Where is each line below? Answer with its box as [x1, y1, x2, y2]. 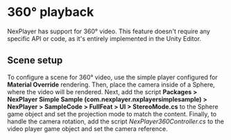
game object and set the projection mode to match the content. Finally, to [7, 110, 217, 118]
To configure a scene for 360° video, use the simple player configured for [7, 73, 219, 81]
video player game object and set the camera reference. [7, 124, 168, 132]
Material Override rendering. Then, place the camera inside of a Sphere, [7, 80, 215, 89]
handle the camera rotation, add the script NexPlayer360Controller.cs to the [7, 117, 224, 125]
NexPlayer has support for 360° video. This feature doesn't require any [7, 27, 210, 35]
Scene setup [7, 55, 63, 67]
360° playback [7, 4, 94, 20]
